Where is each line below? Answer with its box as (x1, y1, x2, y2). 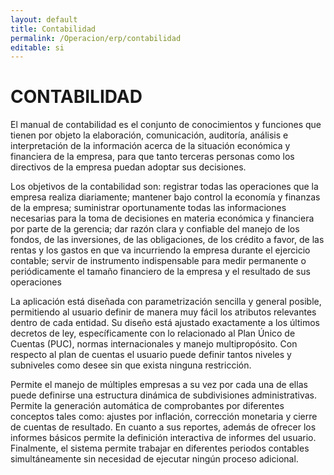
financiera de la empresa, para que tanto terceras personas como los (10, 151, 295, 163)
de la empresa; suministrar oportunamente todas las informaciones (10, 202, 287, 214)
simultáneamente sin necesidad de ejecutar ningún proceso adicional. (10, 453, 299, 465)
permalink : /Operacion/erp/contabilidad (10, 33, 182, 43)
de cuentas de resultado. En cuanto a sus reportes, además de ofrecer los (10, 421, 317, 433)
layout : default (10, 14, 78, 25)
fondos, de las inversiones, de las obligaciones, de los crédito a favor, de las (10, 234, 325, 246)
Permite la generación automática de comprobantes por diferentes (10, 400, 285, 412)
